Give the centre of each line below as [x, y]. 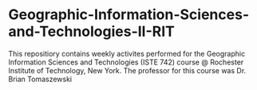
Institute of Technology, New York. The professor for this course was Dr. [127, 70]
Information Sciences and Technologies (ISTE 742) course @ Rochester [126, 62]
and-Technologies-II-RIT [92, 31]
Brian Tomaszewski [40, 79]
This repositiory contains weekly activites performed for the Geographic [127, 53]
